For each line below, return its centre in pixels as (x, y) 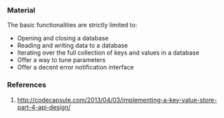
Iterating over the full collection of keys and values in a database (108, 53)
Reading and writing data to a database (72, 46)
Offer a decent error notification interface (75, 68)
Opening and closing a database (63, 38)
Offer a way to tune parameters (61, 60)
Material (21, 10)
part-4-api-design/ (43, 107)
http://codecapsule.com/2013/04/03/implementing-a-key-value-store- (117, 100)
